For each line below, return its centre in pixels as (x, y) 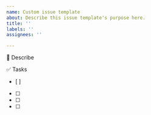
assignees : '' (24, 35)
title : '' (19, 23)
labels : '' (20, 29)
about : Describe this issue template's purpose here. (76, 18)
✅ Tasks (17, 69)
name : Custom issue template (43, 12)
